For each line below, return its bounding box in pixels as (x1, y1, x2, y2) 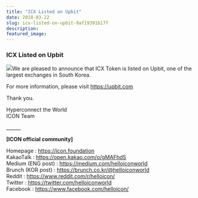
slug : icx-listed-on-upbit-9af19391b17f (6, 20, 109, 26)
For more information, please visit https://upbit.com (6, 83, 133, 90)
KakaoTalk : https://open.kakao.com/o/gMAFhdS (6, 154, 127, 161)
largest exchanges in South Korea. (6, 71, 91, 78)
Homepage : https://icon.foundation (6, 147, 95, 154)
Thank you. (6, 95, 34, 102)
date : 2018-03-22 (6, 14, 50, 20)
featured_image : (6, 31, 47, 37)
